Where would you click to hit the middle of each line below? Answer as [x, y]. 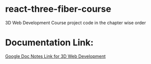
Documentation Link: [49, 43]
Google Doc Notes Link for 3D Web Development [56, 56]
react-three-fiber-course [58, 9]
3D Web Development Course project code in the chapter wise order [75, 23]
